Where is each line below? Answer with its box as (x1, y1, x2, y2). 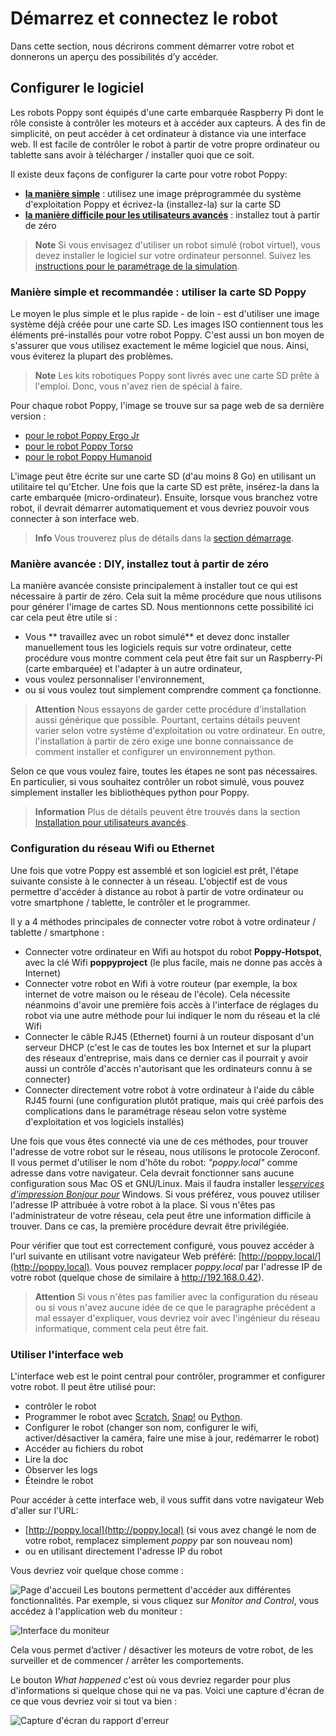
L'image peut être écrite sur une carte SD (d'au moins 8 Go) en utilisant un (10, 470, 317, 482)
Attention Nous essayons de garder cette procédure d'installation (34, 703, 307, 716)
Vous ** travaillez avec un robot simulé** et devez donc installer (24, 631, 290, 643)
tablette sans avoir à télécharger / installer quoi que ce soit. (10, 148, 255, 161)
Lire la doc (24, 1453, 69, 1465)
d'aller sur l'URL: (10, 1504, 79, 1516)
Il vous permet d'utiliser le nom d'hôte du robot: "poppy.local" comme (10, 1156, 298, 1168)
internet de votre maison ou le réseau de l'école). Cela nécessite (24, 988, 291, 1000)
